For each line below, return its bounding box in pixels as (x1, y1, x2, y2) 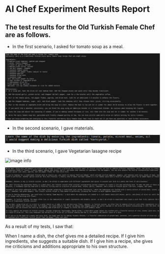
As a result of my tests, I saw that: (5, 223, 74, 229)
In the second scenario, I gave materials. (12, 125, 95, 131)
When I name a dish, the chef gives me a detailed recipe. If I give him (5, 233, 145, 239)
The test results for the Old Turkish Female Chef (5, 23, 155, 31)
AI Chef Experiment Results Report (5, 3, 150, 15)
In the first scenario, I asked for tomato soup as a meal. (12, 44, 124, 50)
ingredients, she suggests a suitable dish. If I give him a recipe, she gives (5, 238, 153, 244)
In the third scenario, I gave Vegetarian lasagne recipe (12, 148, 122, 154)
